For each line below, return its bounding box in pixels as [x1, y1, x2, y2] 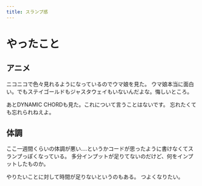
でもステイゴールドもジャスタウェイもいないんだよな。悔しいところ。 [16, 88, 193, 95]
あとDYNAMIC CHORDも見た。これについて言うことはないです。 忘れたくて [6, 101, 197, 108]
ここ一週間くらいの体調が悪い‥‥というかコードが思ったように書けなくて [6, 145, 189, 153]
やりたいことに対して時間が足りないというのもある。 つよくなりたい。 [6, 173, 184, 181]
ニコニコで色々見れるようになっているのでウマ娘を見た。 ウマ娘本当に [6, 80, 184, 88]
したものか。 [16, 160, 49, 168]
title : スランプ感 [6, 9, 49, 15]
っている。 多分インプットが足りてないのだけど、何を [43, 153, 178, 160]
